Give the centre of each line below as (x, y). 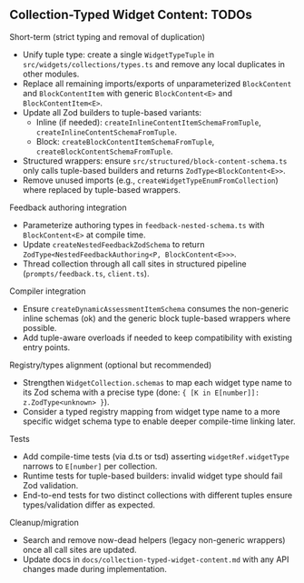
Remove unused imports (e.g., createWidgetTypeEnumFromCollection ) (150, 180)
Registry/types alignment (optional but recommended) (111, 365)
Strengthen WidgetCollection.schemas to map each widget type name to (157, 382)
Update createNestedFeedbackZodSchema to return (113, 244)
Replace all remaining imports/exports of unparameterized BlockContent (157, 83)
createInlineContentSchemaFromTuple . (107, 132)
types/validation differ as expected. (89, 505)
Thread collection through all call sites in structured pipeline (134, 264)
